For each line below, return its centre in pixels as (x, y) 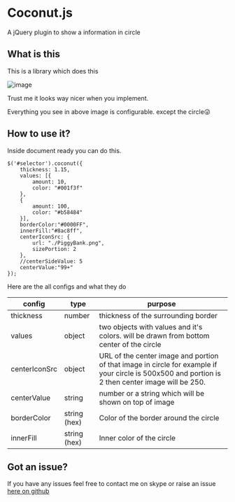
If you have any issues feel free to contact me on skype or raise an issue (112, 484)
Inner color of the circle (137, 438)
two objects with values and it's (151, 327)
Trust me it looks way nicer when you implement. (78, 98)
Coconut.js (40, 13)
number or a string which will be (152, 393)
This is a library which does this (53, 71)
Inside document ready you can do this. (64, 150)
